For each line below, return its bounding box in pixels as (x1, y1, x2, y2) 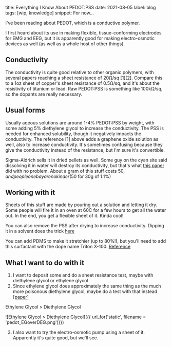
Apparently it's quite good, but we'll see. (12, 335, 99, 341)
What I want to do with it (5, 258, 85, 267)
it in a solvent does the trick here (5, 228, 75, 234)
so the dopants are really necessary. (5, 91, 83, 97)
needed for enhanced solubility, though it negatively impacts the (5, 131, 142, 137)
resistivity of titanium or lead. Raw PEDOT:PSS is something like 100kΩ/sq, (5, 85, 163, 92)
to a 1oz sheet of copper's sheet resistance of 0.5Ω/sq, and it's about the (5, 80, 160, 86)
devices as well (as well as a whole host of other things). (5, 41, 125, 47)
